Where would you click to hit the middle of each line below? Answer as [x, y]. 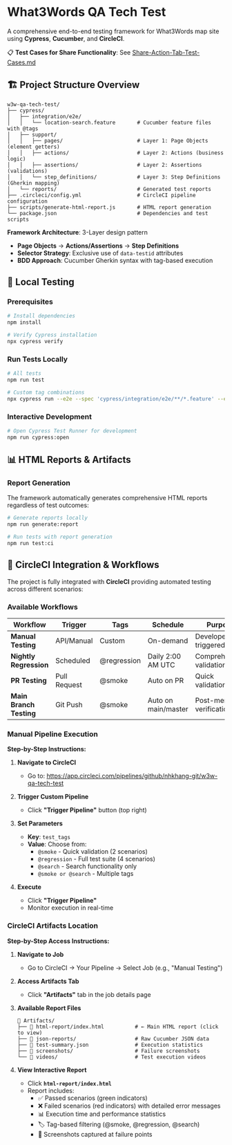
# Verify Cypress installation [52, 335]
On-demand [168, 641]
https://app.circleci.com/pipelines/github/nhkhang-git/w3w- [132, 776]
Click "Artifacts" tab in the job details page [89, 994]
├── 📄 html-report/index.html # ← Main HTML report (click [118, 1027]
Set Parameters [40, 823]
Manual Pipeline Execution [52, 734]
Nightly [23, 657]
